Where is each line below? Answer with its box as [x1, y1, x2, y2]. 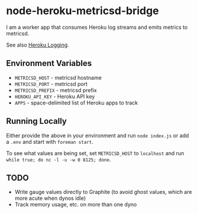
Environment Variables [6, 58, 92, 68]
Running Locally [6, 116, 67, 126]
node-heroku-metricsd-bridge [6, 4, 160, 18]
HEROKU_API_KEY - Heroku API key [14, 93, 95, 100]
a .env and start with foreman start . [6, 138, 93, 145]
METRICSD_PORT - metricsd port [14, 80, 87, 87]
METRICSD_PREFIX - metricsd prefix [14, 87, 98, 94]
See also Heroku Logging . [6, 41, 69, 48]
